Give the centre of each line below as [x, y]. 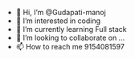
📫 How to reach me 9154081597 [70, 47]
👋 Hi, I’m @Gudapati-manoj [61, 12]
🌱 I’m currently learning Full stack [71, 29]
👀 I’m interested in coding [58, 21]
